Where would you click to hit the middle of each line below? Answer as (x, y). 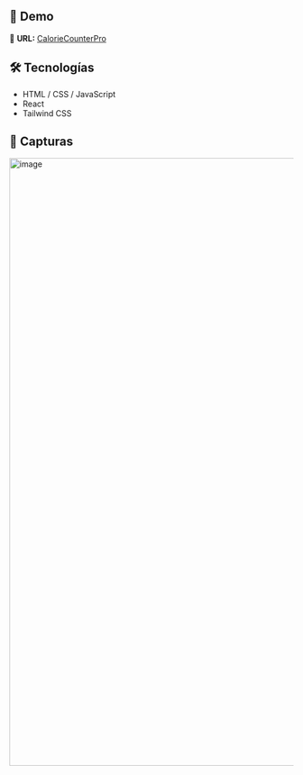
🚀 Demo (32, 17)
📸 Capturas (41, 142)
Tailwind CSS (47, 113)
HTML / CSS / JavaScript (69, 94)
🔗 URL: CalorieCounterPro (58, 38)
